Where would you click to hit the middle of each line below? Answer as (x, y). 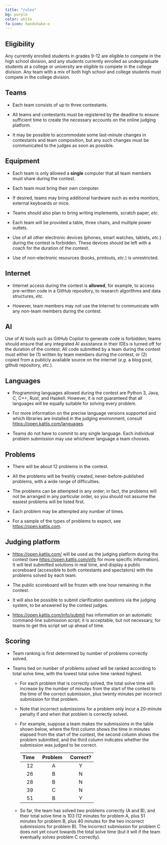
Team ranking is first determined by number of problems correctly (80, 653)
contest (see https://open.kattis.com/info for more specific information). (86, 559)
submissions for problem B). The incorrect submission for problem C (90, 826)
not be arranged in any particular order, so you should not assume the (84, 496)
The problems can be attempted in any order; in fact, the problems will (84, 491)
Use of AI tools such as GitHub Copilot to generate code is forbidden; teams (83, 339)
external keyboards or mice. (41, 203)
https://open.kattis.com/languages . (48, 424)
